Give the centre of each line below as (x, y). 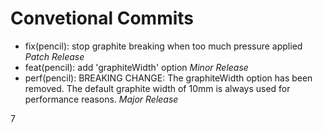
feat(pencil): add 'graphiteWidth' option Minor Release (136, 67)
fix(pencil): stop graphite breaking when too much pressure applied (163, 46)
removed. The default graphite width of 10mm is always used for (157, 88)
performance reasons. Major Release (101, 99)
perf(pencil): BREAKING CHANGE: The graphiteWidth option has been (168, 78)
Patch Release (54, 56)
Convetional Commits (102, 18)
